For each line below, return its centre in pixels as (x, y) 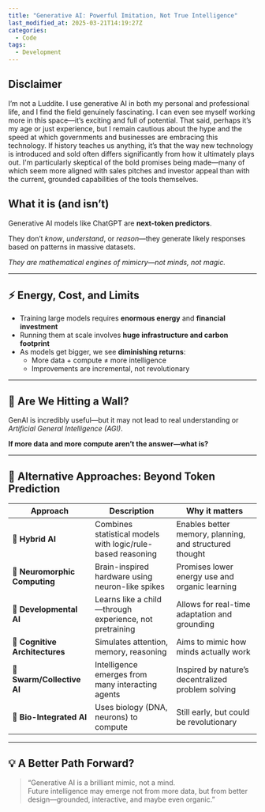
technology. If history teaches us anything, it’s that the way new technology (131, 145)
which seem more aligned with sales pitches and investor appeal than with (129, 170)
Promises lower (205, 567)
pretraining (115, 629)
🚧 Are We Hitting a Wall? (69, 401)
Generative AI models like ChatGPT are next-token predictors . (110, 223)
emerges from (121, 675)
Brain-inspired (122, 567)
